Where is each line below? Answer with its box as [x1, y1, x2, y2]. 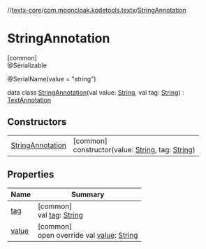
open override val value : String [37, 230, 138, 240]
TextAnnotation [7, 95, 52, 104]
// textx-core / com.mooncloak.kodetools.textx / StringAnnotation [7, 6, 186, 14]
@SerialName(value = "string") [7, 74, 96, 83]
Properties [7, 168, 54, 181]
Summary [71, 189, 105, 199]
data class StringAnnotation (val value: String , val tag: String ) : [7, 88, 184, 97]
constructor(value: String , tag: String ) [73, 144, 196, 154]
